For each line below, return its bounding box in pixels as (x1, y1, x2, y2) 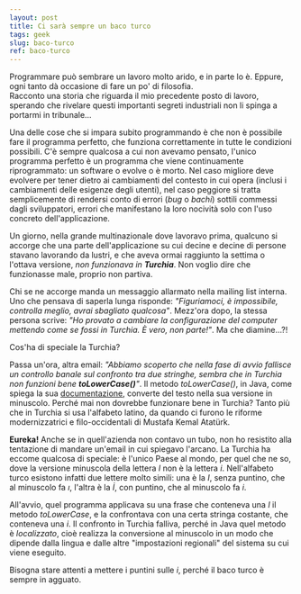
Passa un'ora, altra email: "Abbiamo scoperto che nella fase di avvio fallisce (9, 359, 292, 370)
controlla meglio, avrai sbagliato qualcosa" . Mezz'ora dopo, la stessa (9, 305, 268, 316)
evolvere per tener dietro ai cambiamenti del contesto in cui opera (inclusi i (9, 175, 287, 185)
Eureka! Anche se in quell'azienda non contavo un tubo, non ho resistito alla (9, 434, 293, 445)
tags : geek (9, 30, 50, 39)
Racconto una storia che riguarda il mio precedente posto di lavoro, (9, 91, 260, 102)
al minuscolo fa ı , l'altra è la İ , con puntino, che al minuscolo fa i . (9, 482, 247, 493)
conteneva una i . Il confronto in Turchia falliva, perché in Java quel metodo (9, 518, 287, 529)
